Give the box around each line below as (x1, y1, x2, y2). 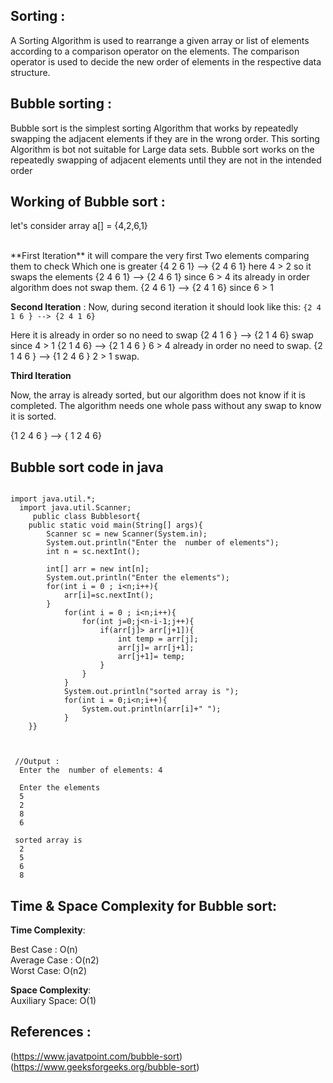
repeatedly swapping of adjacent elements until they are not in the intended (10, 154, 322, 166)
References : (10, 1024, 92, 1041)
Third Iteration (10, 370, 72, 382)
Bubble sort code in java (10, 459, 164, 476)
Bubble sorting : (10, 95, 112, 113)
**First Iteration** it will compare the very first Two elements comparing (10, 250, 310, 262)
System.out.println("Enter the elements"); (46, 573, 230, 583)
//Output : (14, 757, 60, 767)
